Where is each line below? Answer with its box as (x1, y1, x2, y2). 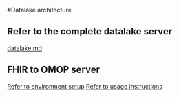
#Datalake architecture (7, 6, 72, 14)
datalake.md (7, 44, 43, 52)
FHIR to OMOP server (7, 64, 100, 76)
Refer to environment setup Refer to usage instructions (7, 82, 163, 90)
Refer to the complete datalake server (7, 25, 173, 37)
